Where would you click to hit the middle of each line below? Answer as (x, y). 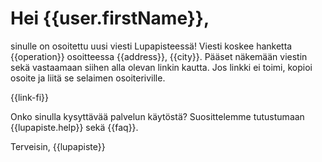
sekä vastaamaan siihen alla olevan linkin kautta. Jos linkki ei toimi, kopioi (161, 67)
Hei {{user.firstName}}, (110, 18)
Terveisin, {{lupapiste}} (58, 146)
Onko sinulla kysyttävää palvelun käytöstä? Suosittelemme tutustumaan (157, 116)
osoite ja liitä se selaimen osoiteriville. (88, 78)
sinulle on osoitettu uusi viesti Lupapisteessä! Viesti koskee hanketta (151, 46)
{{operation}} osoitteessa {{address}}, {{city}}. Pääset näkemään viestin (159, 56)
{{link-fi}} (29, 97)
